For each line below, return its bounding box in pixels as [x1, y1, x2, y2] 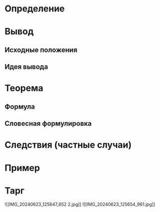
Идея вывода [4, 63, 48, 71]
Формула [4, 102, 35, 111]
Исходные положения [4, 45, 78, 54]
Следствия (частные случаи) [4, 139, 132, 151]
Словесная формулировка [4, 119, 92, 128]
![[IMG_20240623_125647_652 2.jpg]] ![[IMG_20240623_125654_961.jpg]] [4, 202, 156, 208]
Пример [4, 162, 40, 174]
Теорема [4, 83, 43, 94]
